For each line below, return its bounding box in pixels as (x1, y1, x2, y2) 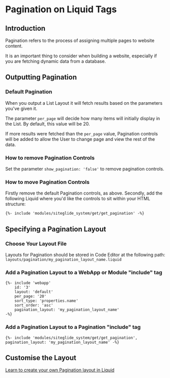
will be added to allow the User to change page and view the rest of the (5, 136, 155, 142)
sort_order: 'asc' (14, 303, 53, 308)
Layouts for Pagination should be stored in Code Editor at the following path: (5, 251, 165, 257)
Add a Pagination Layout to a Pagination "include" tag (5, 323, 141, 330)
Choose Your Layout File (5, 240, 67, 247)
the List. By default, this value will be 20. (5, 121, 90, 127)
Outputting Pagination (5, 73, 77, 82)
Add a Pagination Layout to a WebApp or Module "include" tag (5, 269, 162, 276)
